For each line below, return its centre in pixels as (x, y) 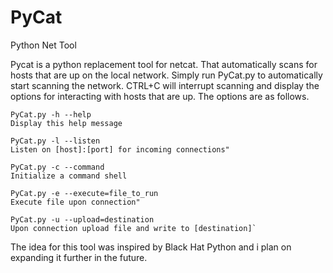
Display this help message (66, 123)
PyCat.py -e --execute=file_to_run (84, 193)
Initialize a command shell (69, 176)
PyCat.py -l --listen (55, 141)
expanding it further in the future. (79, 257)
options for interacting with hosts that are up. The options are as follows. (160, 96)
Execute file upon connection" (75, 202)
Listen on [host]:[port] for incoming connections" (120, 149)
